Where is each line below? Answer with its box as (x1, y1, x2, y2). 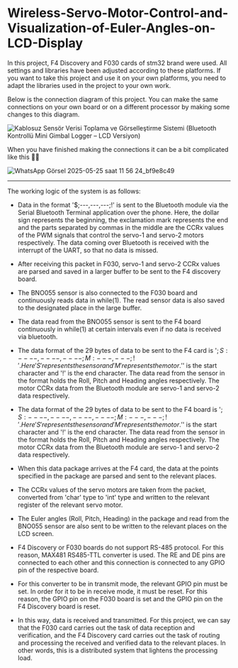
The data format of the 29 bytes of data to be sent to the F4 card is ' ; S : (17, 346, 228, 354)
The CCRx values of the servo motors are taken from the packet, (17, 485, 207, 494)
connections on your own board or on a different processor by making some (7, 102, 230, 111)
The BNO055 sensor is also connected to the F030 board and (17, 288, 198, 297)
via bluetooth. (17, 332, 58, 341)
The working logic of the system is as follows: (7, 187, 141, 195)
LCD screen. (17, 529, 55, 537)
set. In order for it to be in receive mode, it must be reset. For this (17, 587, 208, 596)
